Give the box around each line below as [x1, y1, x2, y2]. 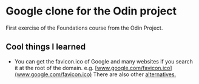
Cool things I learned [5, 42, 86, 52]
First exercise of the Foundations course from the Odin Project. [5, 24, 163, 31]
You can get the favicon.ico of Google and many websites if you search [14, 57, 194, 65]
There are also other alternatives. [93, 71, 177, 78]
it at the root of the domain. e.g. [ [14, 64, 98, 71]
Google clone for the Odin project [5, 4, 177, 18]
